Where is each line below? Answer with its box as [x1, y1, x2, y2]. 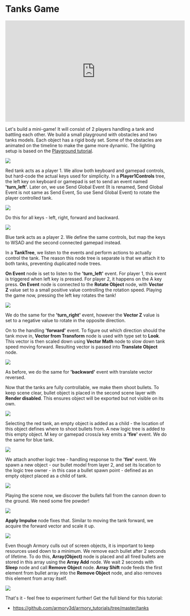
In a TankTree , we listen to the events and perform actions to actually [5, 249, 152, 255]
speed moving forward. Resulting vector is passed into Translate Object [5, 343, 158, 350]
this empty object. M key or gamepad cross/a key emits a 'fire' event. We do [5, 431, 167, 437]
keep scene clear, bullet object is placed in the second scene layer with [5, 390, 156, 396]
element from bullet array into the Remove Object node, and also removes [5, 570, 162, 576]
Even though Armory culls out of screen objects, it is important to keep [5, 542, 155, 549]
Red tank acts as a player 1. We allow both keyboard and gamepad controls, [5, 167, 165, 173]
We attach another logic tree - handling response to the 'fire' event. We [5, 456, 156, 462]
